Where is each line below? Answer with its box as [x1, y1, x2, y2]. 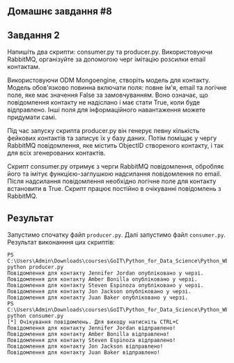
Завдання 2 [7, 29, 61, 41]
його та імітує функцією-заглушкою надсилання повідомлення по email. [7, 170, 221, 178]
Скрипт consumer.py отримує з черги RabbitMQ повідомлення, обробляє [7, 162, 224, 171]
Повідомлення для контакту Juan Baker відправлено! [7, 349, 160, 356]
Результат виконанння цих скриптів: [7, 238, 115, 247]
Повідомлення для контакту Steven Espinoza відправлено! [7, 337, 176, 344]
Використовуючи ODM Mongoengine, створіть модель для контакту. [7, 76, 211, 84]
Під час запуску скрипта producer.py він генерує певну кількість [7, 127, 200, 135]
